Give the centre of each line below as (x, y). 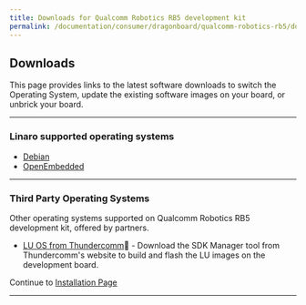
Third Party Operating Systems (80, 198)
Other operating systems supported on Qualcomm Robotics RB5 (130, 218)
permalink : (30, 26)
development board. (61, 264)
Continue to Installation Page (63, 282)
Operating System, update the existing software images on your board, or (147, 95)
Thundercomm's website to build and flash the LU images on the (144, 255)
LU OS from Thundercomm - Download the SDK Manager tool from (151, 245)
